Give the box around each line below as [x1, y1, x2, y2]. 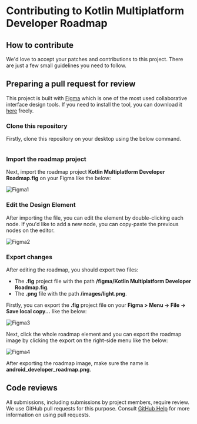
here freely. [6, 107, 34, 114]
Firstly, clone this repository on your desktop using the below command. [6, 135, 181, 143]
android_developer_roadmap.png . [6, 366, 91, 373]
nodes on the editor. [6, 227, 55, 234]
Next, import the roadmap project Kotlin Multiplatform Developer [6, 168, 165, 175]
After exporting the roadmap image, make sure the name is [6, 360, 149, 366]
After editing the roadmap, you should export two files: [6, 266, 139, 273]
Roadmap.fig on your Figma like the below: [6, 175, 111, 182]
